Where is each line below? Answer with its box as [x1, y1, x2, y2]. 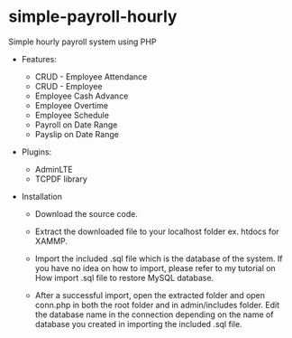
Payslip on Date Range [34, 128, 119, 139]
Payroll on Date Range [34, 119, 118, 130]
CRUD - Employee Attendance [34, 70, 148, 82]
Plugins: [21, 146, 52, 157]
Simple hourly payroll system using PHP [8, 36, 157, 47]
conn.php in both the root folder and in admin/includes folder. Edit [34, 299, 280, 310]
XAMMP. [34, 235, 68, 246]
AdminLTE [34, 164, 73, 174]
